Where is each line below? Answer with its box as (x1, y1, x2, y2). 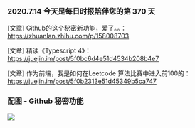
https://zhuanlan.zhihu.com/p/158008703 (7, 32, 130, 41)
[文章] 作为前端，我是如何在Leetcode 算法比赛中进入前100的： (7, 69, 191, 78)
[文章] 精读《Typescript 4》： (7, 46, 91, 55)
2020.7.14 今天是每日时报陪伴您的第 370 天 (7, 6, 155, 16)
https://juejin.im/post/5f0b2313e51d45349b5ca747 (7, 77, 157, 86)
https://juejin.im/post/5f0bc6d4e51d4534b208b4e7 (7, 55, 159, 63)
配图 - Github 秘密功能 (7, 96, 84, 106)
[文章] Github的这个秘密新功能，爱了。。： (7, 23, 127, 33)
